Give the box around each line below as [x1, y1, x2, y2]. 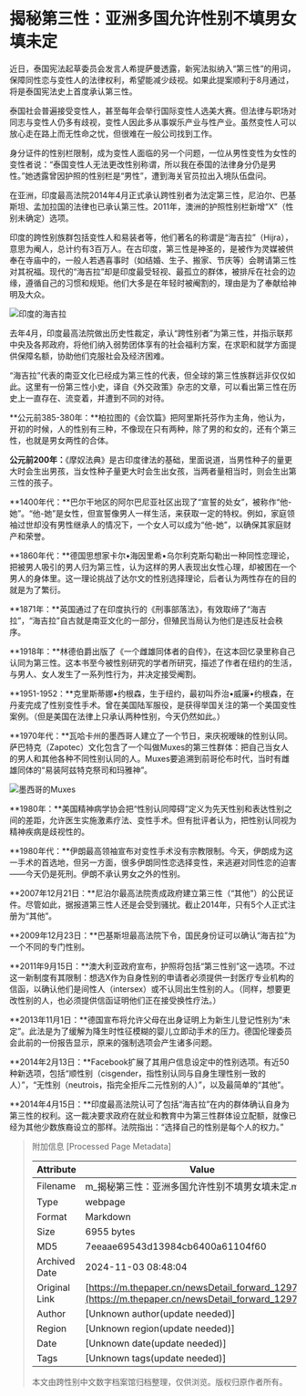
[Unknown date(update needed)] [85, 1337, 227, 1349]
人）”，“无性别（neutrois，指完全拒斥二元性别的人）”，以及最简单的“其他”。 [9, 1078, 290, 1090]
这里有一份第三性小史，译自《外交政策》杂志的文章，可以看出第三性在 [25, 380, 289, 392]
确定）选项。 [25, 212, 74, 224]
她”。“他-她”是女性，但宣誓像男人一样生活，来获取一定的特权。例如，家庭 [9, 507, 287, 518]
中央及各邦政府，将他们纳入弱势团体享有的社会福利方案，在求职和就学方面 [9, 339, 289, 349]
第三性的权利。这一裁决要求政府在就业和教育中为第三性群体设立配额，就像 [9, 1110, 289, 1120]
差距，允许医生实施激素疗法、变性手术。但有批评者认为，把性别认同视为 [25, 814, 297, 826]
